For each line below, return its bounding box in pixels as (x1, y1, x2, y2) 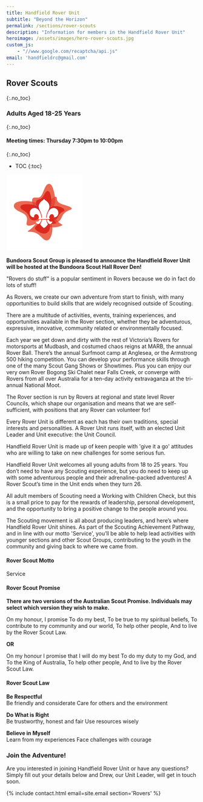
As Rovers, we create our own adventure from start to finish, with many (6, 293, 184, 301)
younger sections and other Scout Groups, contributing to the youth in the (6, 536, 191, 544)
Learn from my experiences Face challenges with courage (6, 736, 151, 743)
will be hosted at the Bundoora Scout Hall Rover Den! (6, 263, 142, 271)
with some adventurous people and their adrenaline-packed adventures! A (6, 474, 192, 481)
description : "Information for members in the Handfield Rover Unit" (6, 29, 186, 35)
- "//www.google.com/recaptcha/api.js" (17, 49, 118, 55)
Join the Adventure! (6, 751, 67, 759)
